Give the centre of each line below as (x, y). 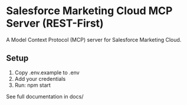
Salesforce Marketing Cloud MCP (89, 11)
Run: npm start (33, 85)
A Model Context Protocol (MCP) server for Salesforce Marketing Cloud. (94, 40)
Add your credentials (40, 78)
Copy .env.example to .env (47, 73)
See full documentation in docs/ (45, 96)
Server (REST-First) (55, 23)
